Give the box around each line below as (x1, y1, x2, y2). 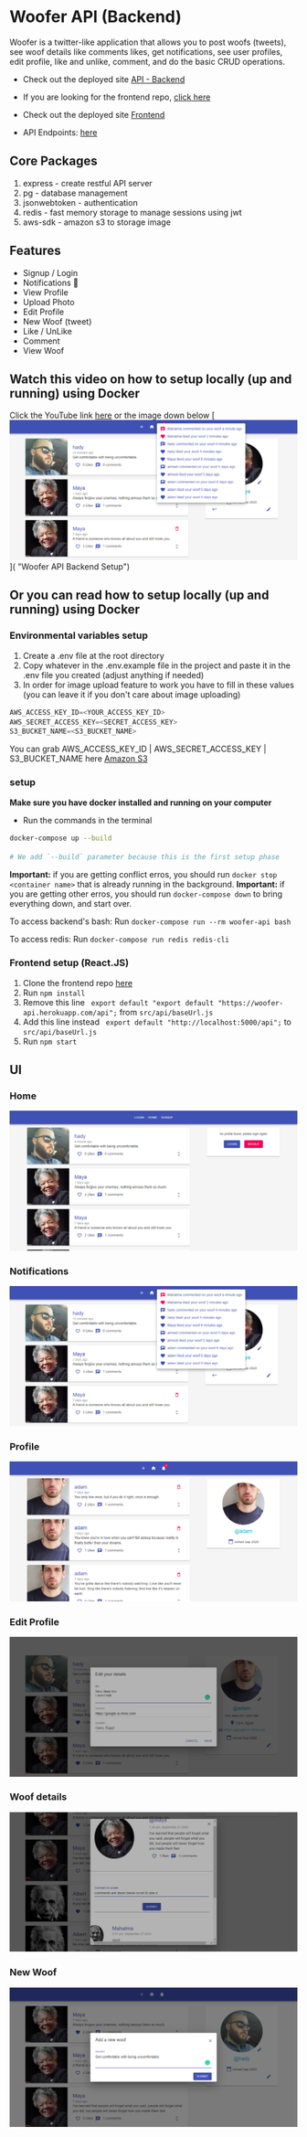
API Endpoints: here (22, 126, 98, 138)
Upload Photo (22, 296, 75, 307)
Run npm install (22, 987, 86, 998)
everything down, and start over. (9, 898, 132, 909)
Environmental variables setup (9, 629, 149, 642)
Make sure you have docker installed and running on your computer (9, 797, 272, 808)
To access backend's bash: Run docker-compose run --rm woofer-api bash (9, 916, 291, 927)
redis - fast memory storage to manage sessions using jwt (22, 207, 242, 218)
